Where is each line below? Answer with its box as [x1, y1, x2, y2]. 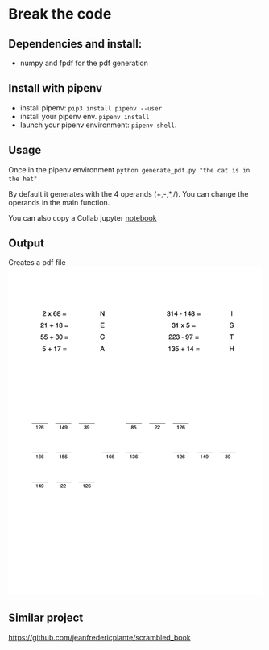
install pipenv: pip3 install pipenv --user [19, 102, 163, 113]
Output [8, 237, 44, 250]
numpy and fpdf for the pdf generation [19, 58, 149, 68]
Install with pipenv [8, 81, 103, 95]
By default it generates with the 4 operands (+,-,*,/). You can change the [8, 188, 249, 198]
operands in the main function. [8, 197, 110, 207]
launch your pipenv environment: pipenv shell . [19, 120, 177, 130]
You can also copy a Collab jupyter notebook [8, 213, 157, 222]
